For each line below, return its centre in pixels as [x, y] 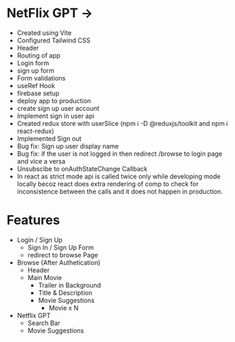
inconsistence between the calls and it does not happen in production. [120, 191]
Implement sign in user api [56, 116]
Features [33, 220]
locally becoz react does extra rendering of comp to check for [108, 183]
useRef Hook [36, 85]
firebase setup [38, 93]
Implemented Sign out [49, 138]
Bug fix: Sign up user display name [68, 146]
